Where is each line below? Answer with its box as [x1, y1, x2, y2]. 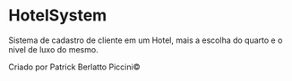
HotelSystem [8, 5, 107, 26]
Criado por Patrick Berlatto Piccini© [8, 61, 141, 72]
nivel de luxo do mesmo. [8, 44, 99, 54]
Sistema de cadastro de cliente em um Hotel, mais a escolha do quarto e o [8, 35, 283, 45]
